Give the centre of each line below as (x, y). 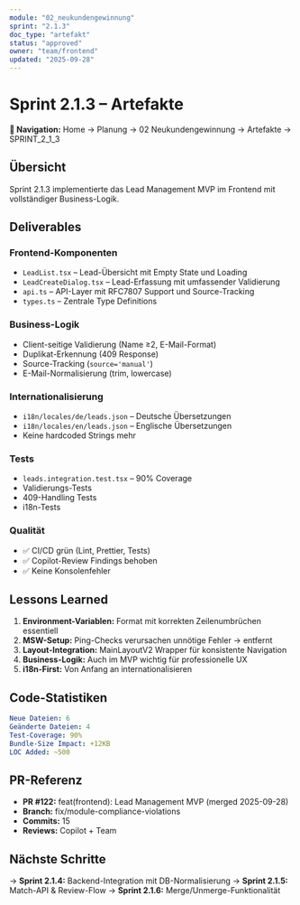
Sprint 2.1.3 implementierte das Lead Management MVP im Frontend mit (142, 189)
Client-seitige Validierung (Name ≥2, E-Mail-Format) (119, 344)
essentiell (40, 631)
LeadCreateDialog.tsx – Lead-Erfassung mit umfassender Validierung (151, 282)
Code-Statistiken (59, 698)
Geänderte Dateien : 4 (50, 727)
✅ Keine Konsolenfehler (66, 571)
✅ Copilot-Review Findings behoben (90, 560)
